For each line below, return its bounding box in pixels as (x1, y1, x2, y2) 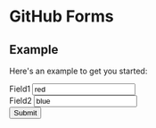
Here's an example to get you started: (9, 65, 148, 76)
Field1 (9, 83, 31, 94)
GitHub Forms (9, 6, 114, 27)
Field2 (9, 96, 33, 106)
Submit (13, 108, 37, 117)
